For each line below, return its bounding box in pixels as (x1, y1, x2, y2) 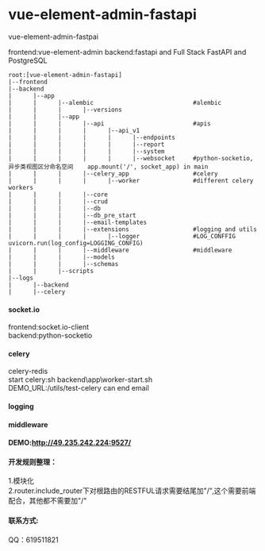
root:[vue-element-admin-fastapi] (8, 71, 123, 79)
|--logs (8, 274, 34, 282)
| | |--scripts (8, 267, 94, 275)
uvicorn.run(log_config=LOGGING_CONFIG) (8, 239, 144, 247)
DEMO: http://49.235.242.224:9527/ (8, 438, 132, 448)
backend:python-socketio (8, 331, 93, 341)
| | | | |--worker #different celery (8, 176, 254, 184)
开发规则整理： (8, 457, 57, 466)
